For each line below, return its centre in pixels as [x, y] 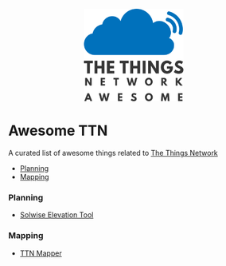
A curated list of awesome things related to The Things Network [113, 153]
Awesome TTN [58, 131]
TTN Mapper [41, 253]
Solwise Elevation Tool [56, 215]
